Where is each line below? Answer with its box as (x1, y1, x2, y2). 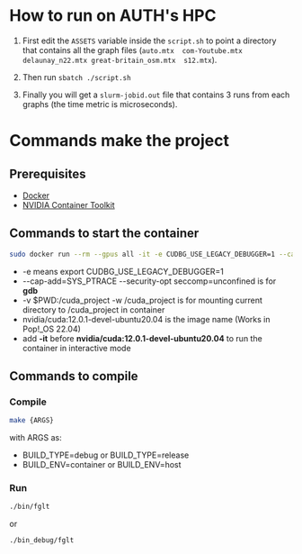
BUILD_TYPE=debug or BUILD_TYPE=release (22, 450, 190, 460)
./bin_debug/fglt (9, 536, 75, 545)
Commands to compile (9, 368, 138, 384)
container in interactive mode (22, 342, 132, 353)
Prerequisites (9, 166, 86, 181)
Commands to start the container (9, 226, 200, 241)
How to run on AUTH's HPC (9, 5, 217, 26)
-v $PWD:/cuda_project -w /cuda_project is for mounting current (22, 295, 262, 305)
